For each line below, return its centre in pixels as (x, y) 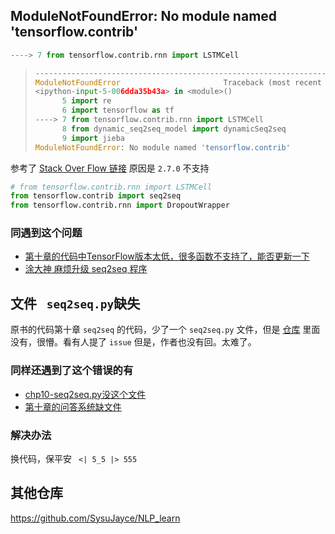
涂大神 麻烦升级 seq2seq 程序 (86, 269)
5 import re (86, 101)
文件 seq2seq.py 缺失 (75, 303)
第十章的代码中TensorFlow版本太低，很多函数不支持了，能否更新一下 (167, 256)
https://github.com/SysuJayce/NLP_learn (95, 518)
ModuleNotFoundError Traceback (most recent (178, 82)
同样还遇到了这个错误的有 (72, 371)
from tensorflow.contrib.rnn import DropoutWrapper (120, 205)
